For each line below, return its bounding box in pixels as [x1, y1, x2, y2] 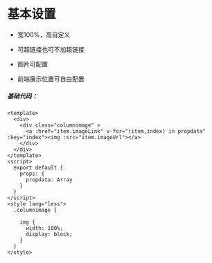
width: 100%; [25, 224, 64, 232]
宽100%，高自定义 [17, 30, 71, 39]
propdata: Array [25, 176, 73, 183]
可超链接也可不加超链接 [17, 45, 85, 53]
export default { [13, 164, 64, 171]
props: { [19, 170, 45, 177]
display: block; [25, 230, 73, 237]
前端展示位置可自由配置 [17, 74, 85, 83]
